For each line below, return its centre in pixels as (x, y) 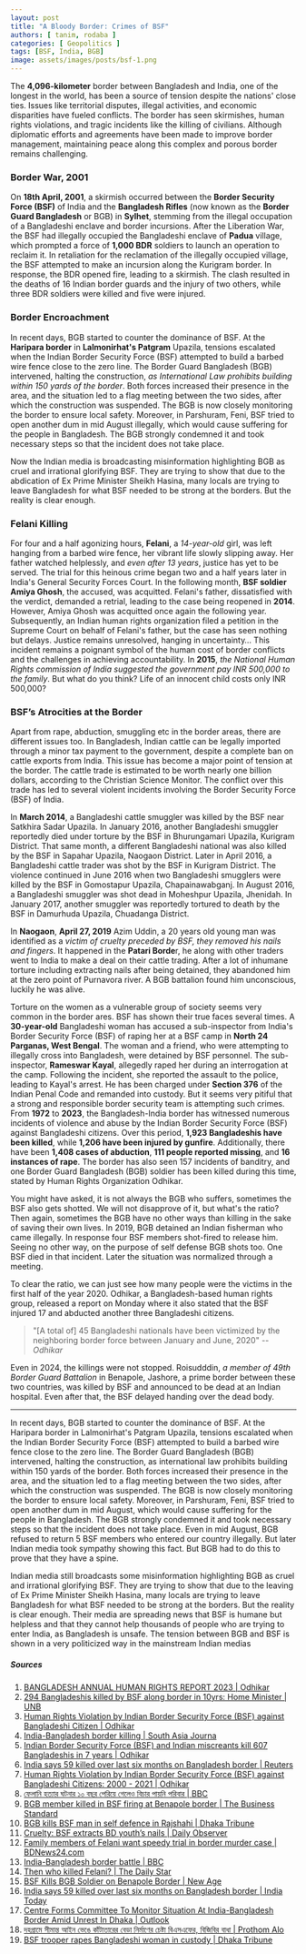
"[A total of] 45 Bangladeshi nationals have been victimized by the (156, 1331)
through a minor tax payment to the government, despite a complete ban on (152, 751)
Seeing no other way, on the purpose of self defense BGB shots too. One (147, 1247)
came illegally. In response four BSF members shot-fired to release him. (144, 1238)
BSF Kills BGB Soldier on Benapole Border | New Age (122, 1881)
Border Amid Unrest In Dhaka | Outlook (96, 1920)
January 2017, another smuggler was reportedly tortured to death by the (145, 904)
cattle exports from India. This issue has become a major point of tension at (152, 761)
